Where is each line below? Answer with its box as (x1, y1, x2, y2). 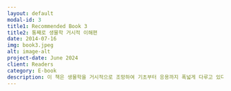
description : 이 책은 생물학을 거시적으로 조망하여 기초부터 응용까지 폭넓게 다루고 (7, 73, 213, 81)
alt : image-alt (7, 49, 51, 55)
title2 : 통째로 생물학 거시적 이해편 (7, 29, 98, 36)
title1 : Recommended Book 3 (7, 23, 88, 29)
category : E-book (7, 67, 57, 74)
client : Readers (7, 61, 54, 68)
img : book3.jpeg (7, 42, 54, 49)
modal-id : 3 (7, 16, 41, 23)
